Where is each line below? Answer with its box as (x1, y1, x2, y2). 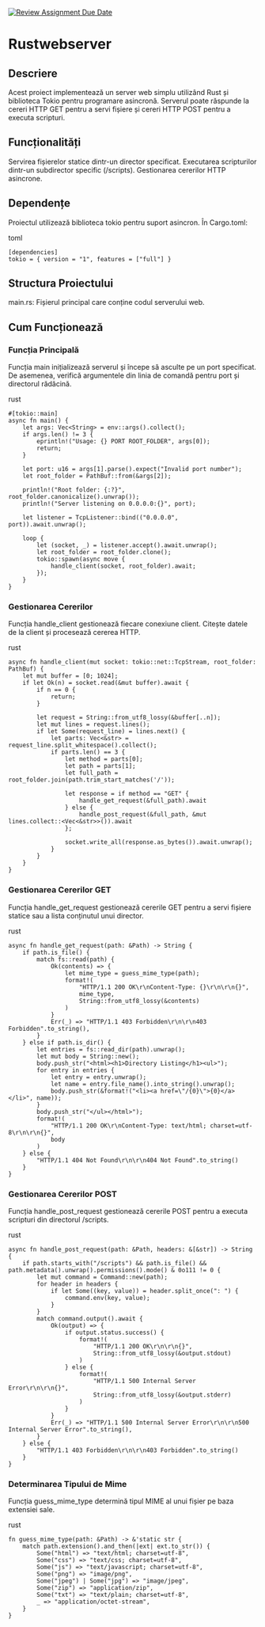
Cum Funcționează (8, 321, 104, 334)
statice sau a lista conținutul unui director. (8, 910, 144, 920)
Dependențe (8, 196, 71, 210)
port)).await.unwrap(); (8, 521, 87, 529)
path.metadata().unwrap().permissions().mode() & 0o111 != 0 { (8, 1267, 221, 1275)
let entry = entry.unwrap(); (50, 1073, 147, 1081)
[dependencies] (8, 248, 59, 257)
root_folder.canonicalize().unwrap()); (8, 493, 140, 501)
